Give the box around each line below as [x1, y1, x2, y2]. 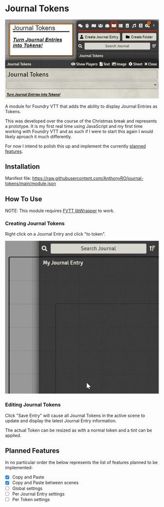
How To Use [5, 194, 42, 203]
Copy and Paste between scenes [12, 480, 79, 485]
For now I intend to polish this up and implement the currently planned [5, 143, 146, 149]
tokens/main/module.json [5, 181, 56, 187]
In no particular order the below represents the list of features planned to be [5, 459, 158, 465]
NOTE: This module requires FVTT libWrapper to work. [5, 208, 115, 214]
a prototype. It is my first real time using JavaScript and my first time [5, 123, 143, 129]
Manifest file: [5, 175, 32, 181]
